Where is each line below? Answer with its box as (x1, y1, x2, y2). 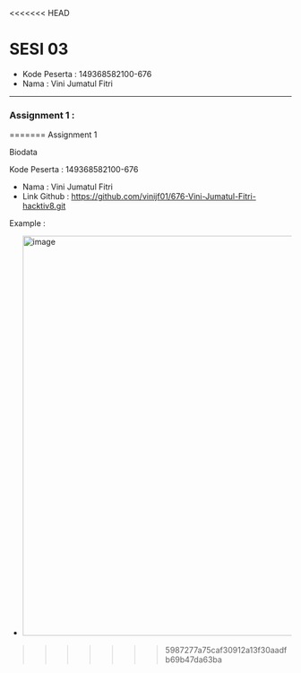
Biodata (9, 147, 38, 158)
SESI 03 (9, 39, 69, 59)
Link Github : (21, 191, 70, 202)
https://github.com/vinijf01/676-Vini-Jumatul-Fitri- (71, 191, 257, 202)
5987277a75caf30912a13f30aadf (165, 645, 288, 656)
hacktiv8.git (21, 201, 66, 212)
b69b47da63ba (165, 654, 222, 665)
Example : (9, 218, 47, 229)
